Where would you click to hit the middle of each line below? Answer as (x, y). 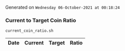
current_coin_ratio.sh (29, 31)
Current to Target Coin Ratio (41, 20)
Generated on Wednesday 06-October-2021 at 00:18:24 (62, 7)
